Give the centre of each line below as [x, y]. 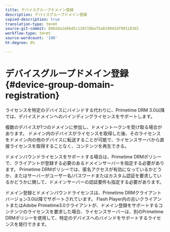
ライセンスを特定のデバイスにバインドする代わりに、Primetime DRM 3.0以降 [85, 110]
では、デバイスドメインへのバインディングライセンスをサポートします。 [80, 116]
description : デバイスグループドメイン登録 [46, 15]
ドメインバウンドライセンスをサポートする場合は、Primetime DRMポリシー [83, 156]
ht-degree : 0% [20, 43]
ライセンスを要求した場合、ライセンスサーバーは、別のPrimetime [95, 211]
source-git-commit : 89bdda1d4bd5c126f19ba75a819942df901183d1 [72, 29]
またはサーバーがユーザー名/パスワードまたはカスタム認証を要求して [86, 176]
